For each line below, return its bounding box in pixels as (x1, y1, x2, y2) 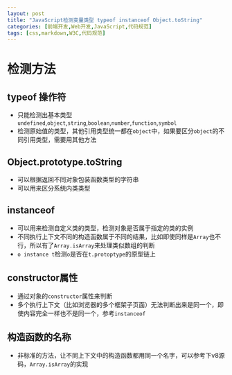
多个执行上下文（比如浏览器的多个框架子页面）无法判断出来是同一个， (17, 300, 218, 308)
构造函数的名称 (7, 331, 71, 343)
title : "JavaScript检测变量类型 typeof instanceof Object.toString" (7, 17, 203, 24)
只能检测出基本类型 (17, 111, 73, 119)
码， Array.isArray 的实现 (17, 360, 89, 368)
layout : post (7, 10, 45, 17)
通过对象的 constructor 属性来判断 (17, 292, 113, 300)
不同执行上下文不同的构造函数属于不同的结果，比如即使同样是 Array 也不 (17, 232, 222, 241)
